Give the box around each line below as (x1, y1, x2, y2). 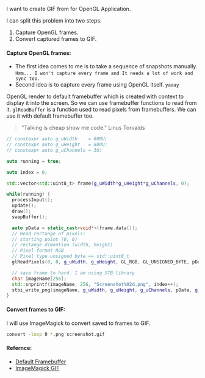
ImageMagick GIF (15, 364, 60, 371)
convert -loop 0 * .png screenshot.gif (6, 331, 105, 337)
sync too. (15, 76, 41, 82)
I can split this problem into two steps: (6, 17, 102, 24)
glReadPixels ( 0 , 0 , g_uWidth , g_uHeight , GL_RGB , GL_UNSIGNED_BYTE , (12, 259, 190, 265)
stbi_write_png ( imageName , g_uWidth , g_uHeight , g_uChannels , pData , (12, 287, 192, 293)
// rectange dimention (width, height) (12, 242, 113, 248)
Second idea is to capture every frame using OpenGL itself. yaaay (15, 81, 179, 88)
